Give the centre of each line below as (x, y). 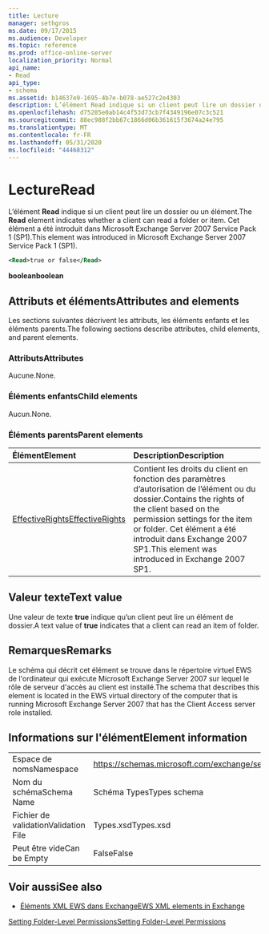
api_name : (25, 68)
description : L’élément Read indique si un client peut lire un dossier (132, 105)
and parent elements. (43, 337)
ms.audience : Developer (48, 38)
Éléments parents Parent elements (76, 435)
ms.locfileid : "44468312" (51, 150)
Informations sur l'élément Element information (128, 737)
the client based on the (177, 508)
